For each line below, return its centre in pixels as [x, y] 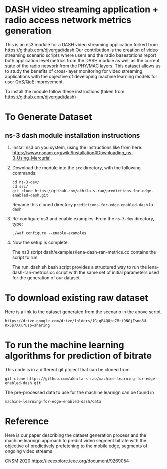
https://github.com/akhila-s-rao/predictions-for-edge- [94, 191]
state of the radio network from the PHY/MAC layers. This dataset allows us [83, 66]
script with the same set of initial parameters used [108, 272]
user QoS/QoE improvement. [35, 82]
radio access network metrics [68, 20]
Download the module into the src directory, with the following [76, 167]
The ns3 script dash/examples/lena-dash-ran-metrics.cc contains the [84, 252]
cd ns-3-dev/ [26, 182]
